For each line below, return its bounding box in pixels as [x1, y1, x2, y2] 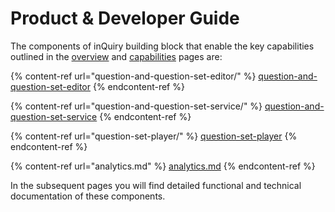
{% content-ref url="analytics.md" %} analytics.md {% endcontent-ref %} [10, 160, 316, 172]
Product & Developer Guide [10, 7, 240, 30]
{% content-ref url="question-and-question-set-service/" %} [10, 100, 263, 112]
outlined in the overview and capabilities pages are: [10, 50, 223, 62]
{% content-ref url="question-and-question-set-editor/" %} [10, 70, 257, 82]
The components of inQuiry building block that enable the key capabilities [10, 40, 315, 52]
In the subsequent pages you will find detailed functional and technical [10, 179, 302, 191]
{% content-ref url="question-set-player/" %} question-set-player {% [10, 130, 298, 142]
